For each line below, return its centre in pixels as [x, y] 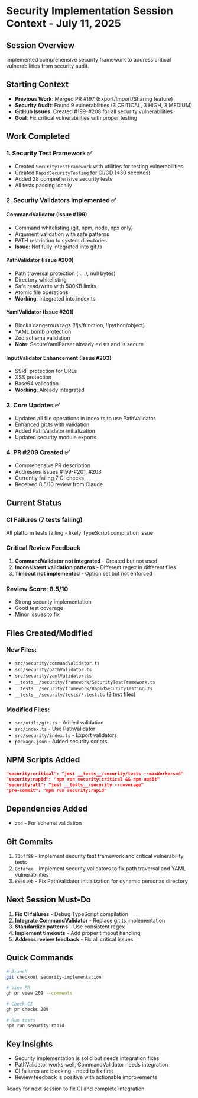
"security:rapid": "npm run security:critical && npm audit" [83, 779]
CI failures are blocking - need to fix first [64, 1071]
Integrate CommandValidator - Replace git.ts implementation [90, 920]
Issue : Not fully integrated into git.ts [58, 247]
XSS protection [33, 377]
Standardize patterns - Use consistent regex [70, 927]
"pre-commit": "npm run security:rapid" [57, 790]
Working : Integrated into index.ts [55, 298]
